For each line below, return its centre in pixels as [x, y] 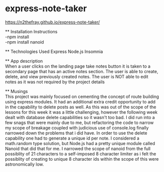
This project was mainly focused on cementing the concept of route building [82, 97]
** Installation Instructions [31, 31]
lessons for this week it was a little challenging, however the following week [81, 112]
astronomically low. [24, 164]
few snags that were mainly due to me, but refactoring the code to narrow [80, 123]
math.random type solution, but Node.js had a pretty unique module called [80, 143]
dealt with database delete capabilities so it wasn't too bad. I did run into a [80, 117]
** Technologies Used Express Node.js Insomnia [54, 51]
